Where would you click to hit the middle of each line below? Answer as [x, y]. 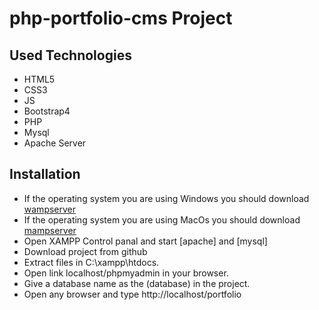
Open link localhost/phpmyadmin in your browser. [126, 273]
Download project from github [85, 251]
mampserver [50, 230]
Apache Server [55, 143]
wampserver [50, 209]
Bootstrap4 [47, 111]
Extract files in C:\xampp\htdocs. [91, 262]
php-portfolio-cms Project [121, 18]
